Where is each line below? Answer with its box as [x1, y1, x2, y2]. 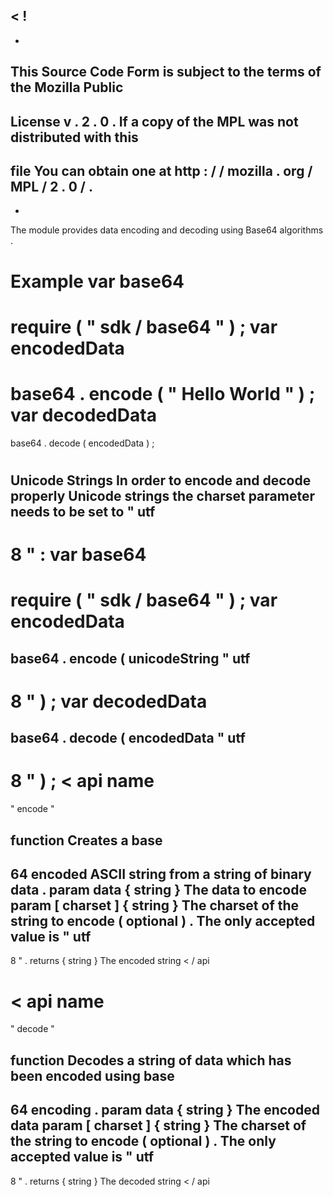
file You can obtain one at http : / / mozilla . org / [10, 162, 313, 179]
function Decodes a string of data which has [10, 1052, 292, 1069]
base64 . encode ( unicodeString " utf [10, 650, 251, 667]
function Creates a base [10, 832, 163, 849]
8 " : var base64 [10, 544, 147, 566]
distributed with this [10, 129, 139, 146]
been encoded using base [10, 1067, 175, 1084]
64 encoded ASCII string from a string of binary [10, 865, 312, 883]
